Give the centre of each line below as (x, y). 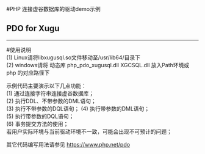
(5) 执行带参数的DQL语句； (40, 116)
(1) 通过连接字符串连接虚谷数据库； (50, 93)
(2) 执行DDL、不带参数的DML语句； (51, 101)
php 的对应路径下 (28, 73)
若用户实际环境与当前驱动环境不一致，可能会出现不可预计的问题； (89, 131)
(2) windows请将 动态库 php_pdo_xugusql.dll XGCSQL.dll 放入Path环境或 (98, 65)
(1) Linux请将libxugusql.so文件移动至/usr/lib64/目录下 (74, 57)
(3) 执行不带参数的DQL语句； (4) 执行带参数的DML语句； (78, 108)
